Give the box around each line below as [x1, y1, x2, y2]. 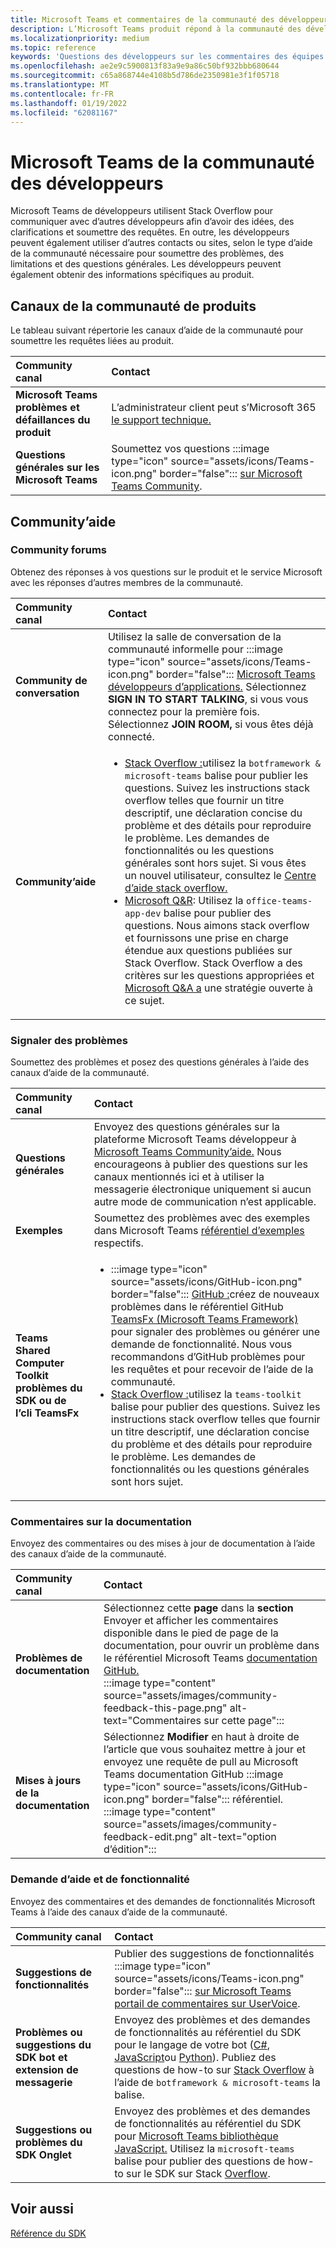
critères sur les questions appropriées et [124, 968, 315, 982]
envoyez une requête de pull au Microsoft [103, 1755, 299, 1769]
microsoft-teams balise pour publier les [124, 768, 309, 782]
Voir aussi [10, 2201, 74, 2218]
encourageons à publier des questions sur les [93, 1157, 308, 1171]
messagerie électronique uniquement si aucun [93, 1182, 312, 1196]
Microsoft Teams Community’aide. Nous [93, 1145, 282, 1159]
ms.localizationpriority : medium [10, 33, 150, 43]
